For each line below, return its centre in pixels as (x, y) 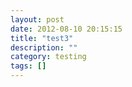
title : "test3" (42, 38)
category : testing (48, 57)
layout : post (37, 19)
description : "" (44, 47)
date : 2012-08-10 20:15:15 (66, 29)
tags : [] (28, 66)
